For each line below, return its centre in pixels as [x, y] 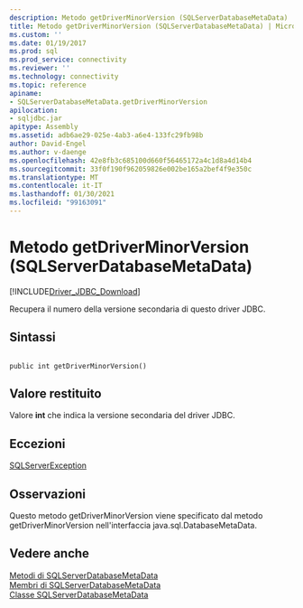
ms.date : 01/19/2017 [48, 43]
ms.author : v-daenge [48, 152]
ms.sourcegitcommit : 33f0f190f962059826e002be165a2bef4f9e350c [131, 169]
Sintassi [32, 337]
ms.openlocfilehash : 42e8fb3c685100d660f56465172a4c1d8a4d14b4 [131, 160]
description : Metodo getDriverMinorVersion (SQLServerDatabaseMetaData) [149, 18]
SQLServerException [48, 465]
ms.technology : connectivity [64, 77]
